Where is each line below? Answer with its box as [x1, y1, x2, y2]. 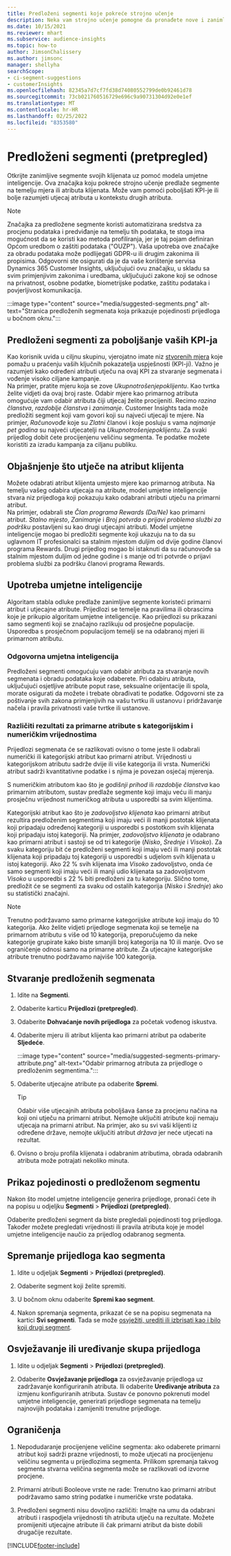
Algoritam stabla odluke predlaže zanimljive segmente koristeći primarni [7, 597, 211, 606]
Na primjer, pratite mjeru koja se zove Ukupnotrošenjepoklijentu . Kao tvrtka [7, 382, 220, 390]
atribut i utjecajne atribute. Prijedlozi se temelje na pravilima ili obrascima [7, 605, 214, 613]
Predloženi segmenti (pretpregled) [7, 149, 208, 164]
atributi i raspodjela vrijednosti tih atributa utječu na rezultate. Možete [16, 1513, 214, 1522]
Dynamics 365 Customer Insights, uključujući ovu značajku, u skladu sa [7, 264, 210, 272]
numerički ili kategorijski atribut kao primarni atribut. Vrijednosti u [7, 752, 192, 761]
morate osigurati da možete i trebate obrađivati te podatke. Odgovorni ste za [7, 689, 224, 697]
